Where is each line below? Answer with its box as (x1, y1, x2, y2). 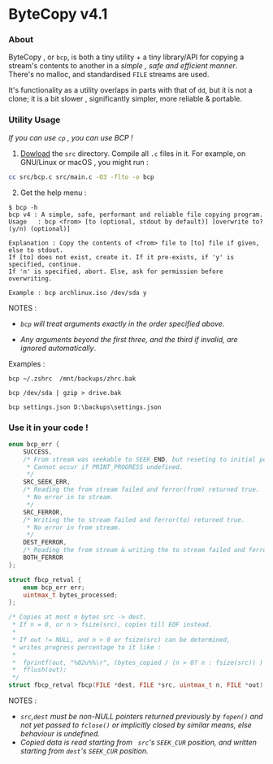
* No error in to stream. (26, 493, 115, 501)
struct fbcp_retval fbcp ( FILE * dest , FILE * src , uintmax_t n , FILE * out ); (8, 681, 267, 689)
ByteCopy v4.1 (8, 5, 108, 24)
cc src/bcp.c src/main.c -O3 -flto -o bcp (8, 172, 154, 181)
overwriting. (8, 274, 53, 283)
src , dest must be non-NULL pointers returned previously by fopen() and (19, 712, 263, 722)
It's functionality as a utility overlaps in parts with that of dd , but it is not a (8, 85, 253, 95)
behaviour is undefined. (19, 729, 100, 739)
